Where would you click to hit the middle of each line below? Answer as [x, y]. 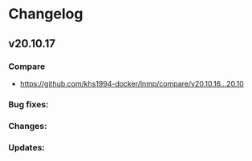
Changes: [28, 126]
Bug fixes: [28, 104]
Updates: [27, 147]
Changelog [46, 14]
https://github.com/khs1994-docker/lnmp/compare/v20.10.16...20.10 [132, 83]
